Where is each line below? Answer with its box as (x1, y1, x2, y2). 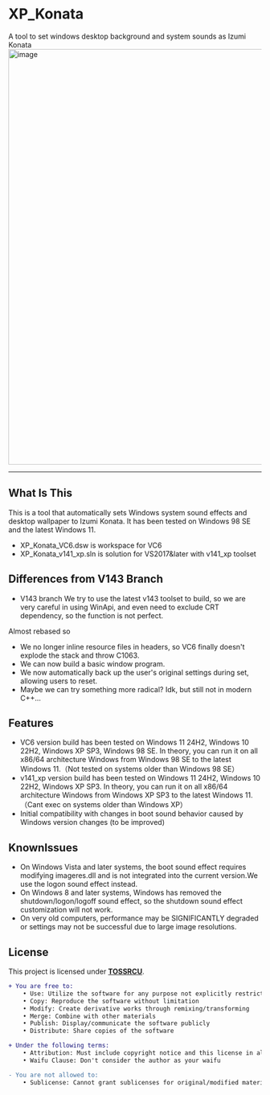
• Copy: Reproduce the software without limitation (22, 997, 199, 1005)
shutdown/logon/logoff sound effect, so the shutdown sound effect (19, 896, 243, 906)
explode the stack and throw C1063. (19, 650, 140, 660)
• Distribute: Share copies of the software (22, 1027, 174, 1036)
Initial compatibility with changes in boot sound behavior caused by (19, 809, 243, 818)
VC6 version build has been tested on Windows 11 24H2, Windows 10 (19, 737, 249, 748)
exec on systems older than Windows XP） (44, 800, 187, 810)
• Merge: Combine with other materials (22, 1012, 157, 1020)
